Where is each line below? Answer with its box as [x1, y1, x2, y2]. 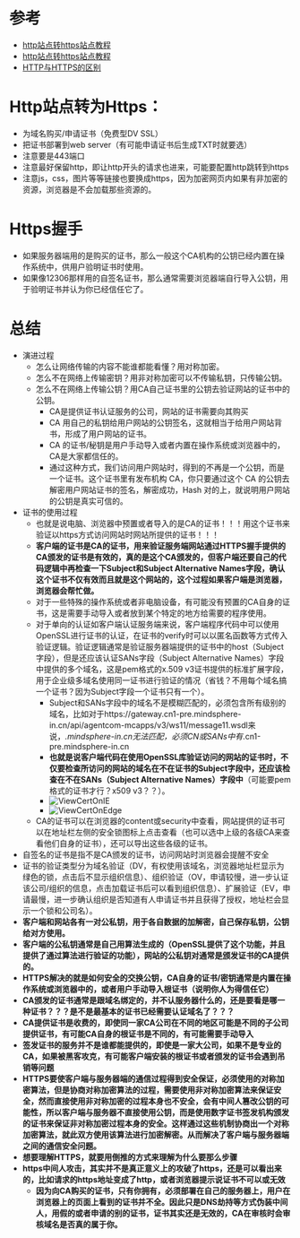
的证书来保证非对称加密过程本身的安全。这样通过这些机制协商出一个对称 [21, 1118, 289, 1129]
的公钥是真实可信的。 [48, 495, 128, 506]
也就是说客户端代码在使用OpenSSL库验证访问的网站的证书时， [48, 751, 281, 762]
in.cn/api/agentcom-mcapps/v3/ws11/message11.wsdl [48, 719, 248, 731]
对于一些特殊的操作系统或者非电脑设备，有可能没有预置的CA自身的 [35, 596, 283, 607]
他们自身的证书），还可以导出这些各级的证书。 [43, 837, 213, 848]
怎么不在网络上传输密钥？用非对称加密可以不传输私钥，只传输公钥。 [35, 372, 287, 383]
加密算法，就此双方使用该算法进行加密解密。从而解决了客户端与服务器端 [21, 1129, 289, 1139]
